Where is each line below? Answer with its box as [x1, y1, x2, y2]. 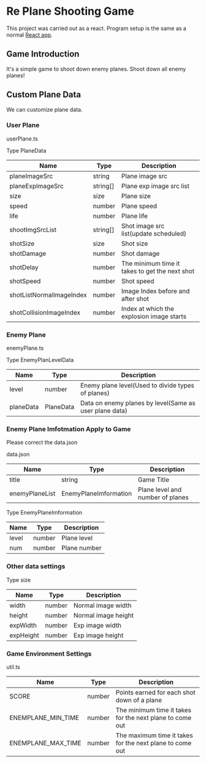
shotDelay [9, 263, 39, 271]
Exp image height [73, 631, 124, 639]
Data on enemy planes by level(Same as [80, 399, 196, 407]
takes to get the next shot [121, 267, 195, 275]
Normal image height [73, 611, 134, 619]
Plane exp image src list [121, 182, 190, 190]
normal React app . [6, 31, 53, 38]
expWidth [9, 621, 37, 629]
